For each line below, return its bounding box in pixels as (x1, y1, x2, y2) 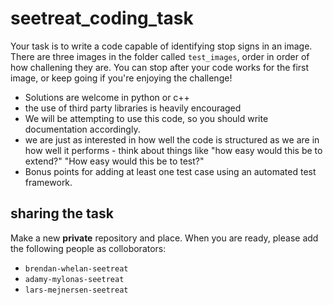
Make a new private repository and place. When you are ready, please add (10, 232, 319, 244)
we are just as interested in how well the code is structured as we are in (24, 133, 320, 146)
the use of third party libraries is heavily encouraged (24, 102, 242, 114)
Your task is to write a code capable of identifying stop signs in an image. (10, 40, 313, 52)
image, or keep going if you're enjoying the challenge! (10, 72, 233, 84)
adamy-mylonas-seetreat (24, 274, 125, 284)
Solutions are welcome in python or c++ (24, 91, 190, 103)
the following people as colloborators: (10, 242, 167, 254)
